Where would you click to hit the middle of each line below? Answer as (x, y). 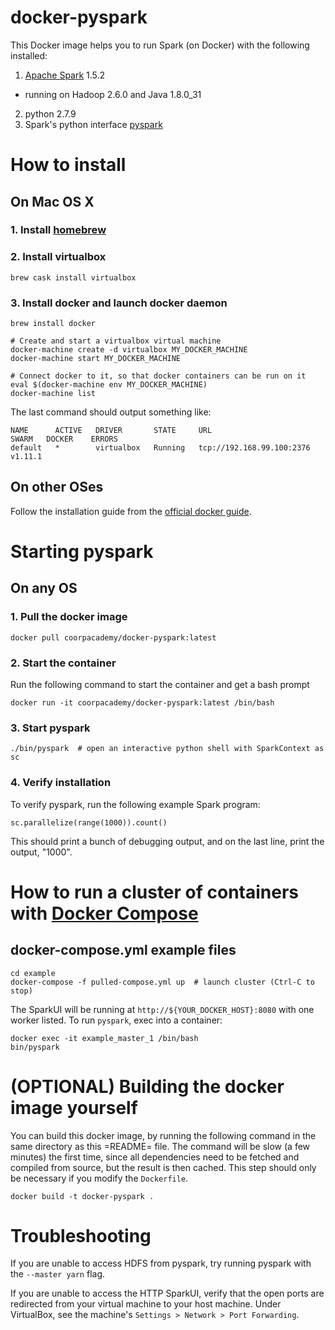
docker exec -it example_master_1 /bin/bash (104, 1038)
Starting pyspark (82, 552)
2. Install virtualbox (58, 257)
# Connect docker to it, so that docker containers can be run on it (158, 376)
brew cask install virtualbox (73, 277)
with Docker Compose (104, 913)
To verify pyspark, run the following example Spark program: (135, 804)
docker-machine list (53, 394)
